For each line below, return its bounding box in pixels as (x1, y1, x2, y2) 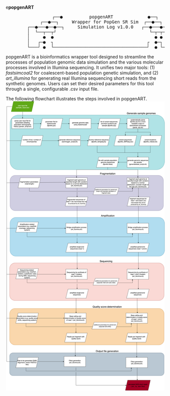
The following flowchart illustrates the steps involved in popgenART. (6, 96, 148, 101)
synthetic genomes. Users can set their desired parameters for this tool (6, 81, 154, 86)
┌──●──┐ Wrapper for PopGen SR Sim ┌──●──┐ (40, 19, 163, 25)
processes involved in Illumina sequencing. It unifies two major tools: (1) (6, 65, 155, 70)
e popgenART (6, 5, 34, 10)
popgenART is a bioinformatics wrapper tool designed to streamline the (6, 54, 154, 60)
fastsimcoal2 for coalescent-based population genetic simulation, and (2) (6, 70, 158, 76)
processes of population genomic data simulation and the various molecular (6, 59, 163, 65)
